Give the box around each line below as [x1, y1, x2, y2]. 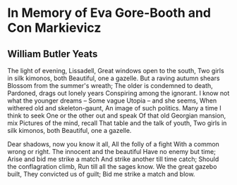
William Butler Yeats [7, 48, 98, 60]
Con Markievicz [7, 20, 102, 36]
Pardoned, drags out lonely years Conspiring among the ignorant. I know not [7, 89, 230, 97]
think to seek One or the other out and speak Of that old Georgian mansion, [7, 111, 226, 120]
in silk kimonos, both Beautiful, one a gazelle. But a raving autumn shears [7, 74, 220, 82]
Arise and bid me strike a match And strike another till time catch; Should [7, 155, 219, 163]
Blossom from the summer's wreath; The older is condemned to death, [7, 82, 213, 89]
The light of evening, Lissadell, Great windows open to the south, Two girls [7, 67, 224, 75]
